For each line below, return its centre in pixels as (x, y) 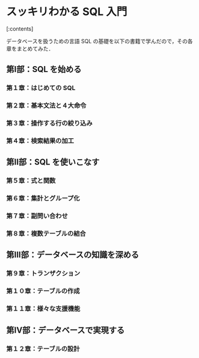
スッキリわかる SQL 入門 (67, 12)
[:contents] (20, 29)
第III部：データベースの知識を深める (73, 255)
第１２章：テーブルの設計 (43, 348)
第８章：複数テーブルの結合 (46, 234)
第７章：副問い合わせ (37, 216)
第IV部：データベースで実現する (66, 330)
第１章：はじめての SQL (41, 88)
